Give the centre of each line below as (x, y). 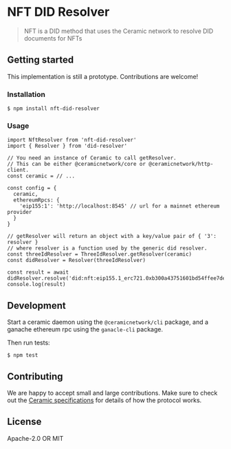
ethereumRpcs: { (36, 200)
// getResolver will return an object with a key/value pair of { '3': (112, 237)
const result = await (38, 272)
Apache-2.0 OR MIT (35, 438)
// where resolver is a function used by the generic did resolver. (107, 248)
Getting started (41, 60)
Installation (26, 94)
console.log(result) (37, 285)
